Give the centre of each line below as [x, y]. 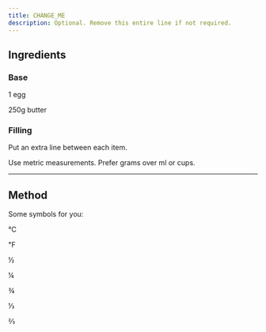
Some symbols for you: [46, 214]
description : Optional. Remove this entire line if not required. [120, 23]
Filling [20, 130]
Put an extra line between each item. [68, 148]
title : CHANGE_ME [37, 15]
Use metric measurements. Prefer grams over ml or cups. [102, 163]
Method [28, 195]
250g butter [28, 110]
